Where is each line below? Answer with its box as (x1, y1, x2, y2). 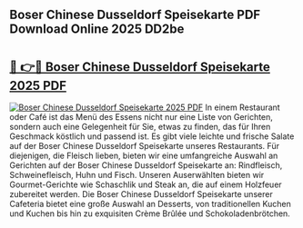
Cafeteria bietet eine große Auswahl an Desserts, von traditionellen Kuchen (9, 199, 291, 209)
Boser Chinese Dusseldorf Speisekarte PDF (9, 7, 261, 23)
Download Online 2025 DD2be (9, 22, 185, 37)
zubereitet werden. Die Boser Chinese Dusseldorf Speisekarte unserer (9, 189, 273, 199)
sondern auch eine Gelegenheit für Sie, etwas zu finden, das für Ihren (9, 122, 271, 132)
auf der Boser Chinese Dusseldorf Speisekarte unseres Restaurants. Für (9, 141, 280, 151)
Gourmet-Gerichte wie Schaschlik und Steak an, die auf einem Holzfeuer (9, 179, 282, 190)
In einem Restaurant (205, 102, 280, 113)
